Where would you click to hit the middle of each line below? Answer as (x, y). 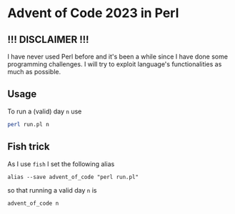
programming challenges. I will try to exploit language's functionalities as (115, 64)
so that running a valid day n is (52, 190)
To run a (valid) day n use (45, 111)
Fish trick (29, 147)
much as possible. (34, 72)
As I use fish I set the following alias (61, 164)
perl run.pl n (29, 124)
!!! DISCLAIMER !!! (48, 40)
